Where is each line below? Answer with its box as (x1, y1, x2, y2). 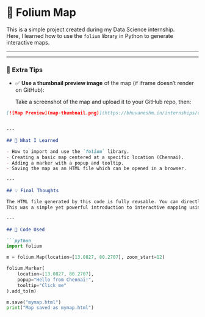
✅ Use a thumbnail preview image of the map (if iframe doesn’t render (15, 80, 194, 87)
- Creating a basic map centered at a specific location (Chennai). (6, 154, 184, 160)
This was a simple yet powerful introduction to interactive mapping (6, 204, 187, 211)
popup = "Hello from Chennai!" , (17, 277, 95, 283)
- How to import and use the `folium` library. (6, 148, 130, 155)
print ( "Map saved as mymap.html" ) (6, 305, 95, 311)
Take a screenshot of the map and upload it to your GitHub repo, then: (15, 98, 192, 106)
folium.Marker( (6, 266, 45, 272)
